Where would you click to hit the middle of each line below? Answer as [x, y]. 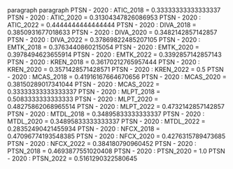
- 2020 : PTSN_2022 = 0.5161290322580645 [72, 159]
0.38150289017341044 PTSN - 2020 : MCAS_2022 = [84, 84]
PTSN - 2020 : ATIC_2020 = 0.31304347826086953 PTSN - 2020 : [104, 17]
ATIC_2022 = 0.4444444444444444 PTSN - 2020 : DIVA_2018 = [102, 25]
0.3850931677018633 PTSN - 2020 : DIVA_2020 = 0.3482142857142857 [112, 32]
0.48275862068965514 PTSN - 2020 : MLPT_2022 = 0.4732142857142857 [116, 106]
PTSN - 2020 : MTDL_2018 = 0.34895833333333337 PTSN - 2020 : [106, 114]
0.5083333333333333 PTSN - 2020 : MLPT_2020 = [83, 99]
